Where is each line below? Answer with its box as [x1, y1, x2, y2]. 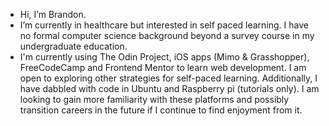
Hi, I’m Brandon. [19, 9, 87, 20]
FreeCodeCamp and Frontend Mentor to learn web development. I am [19, 62, 307, 73]
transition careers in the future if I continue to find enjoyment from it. [19, 104, 303, 116]
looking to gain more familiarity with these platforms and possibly [19, 94, 290, 105]
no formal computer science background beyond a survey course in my [19, 30, 315, 41]
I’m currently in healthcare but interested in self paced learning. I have [19, 19, 309, 31]
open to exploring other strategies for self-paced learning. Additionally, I [19, 72, 318, 84]
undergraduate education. [19, 40, 128, 52]
